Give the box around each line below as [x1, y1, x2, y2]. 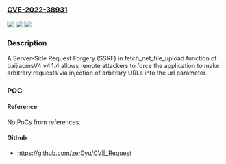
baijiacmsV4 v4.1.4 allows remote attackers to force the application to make [7, 61, 220, 69]
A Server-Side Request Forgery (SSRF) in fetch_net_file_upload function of [7, 54, 217, 62]
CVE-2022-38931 [7, 5, 68, 14]
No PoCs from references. [7, 118, 81, 126]
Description [7, 38, 47, 48]
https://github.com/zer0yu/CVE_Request [16, 149, 132, 157]
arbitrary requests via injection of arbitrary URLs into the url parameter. [7, 69, 208, 77]
